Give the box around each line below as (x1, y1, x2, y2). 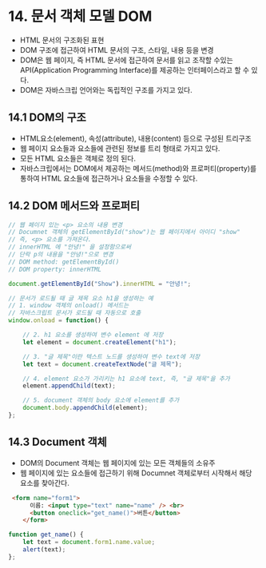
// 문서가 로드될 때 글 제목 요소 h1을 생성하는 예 (8, 294, 153, 302)
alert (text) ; (22, 546, 66, 554)
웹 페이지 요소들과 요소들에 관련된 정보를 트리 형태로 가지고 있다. (19, 143, 220, 153)
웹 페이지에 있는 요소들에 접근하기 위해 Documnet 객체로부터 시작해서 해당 (19, 468, 252, 478)
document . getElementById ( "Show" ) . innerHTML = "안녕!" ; (8, 280, 192, 288)
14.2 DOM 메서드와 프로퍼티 (8, 199, 141, 213)
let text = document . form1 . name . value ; (22, 538, 156, 546)
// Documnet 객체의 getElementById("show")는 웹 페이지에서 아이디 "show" (8, 228, 241, 236)
